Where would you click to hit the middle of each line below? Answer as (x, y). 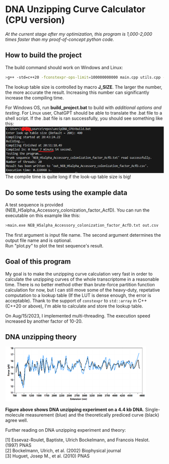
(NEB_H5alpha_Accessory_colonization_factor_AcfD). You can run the (77, 210)
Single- (153, 409)
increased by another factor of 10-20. (44, 321)
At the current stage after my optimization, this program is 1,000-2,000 (79, 34)
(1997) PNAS (18, 445)
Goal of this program (38, 262)
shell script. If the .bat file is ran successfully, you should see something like (84, 118)
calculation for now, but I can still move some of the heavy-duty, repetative (82, 290)
